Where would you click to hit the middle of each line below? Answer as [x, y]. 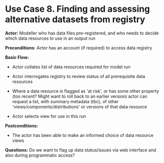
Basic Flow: [17, 57]
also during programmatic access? [40, 155]
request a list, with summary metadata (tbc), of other [65, 101]
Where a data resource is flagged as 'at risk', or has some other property [85, 91]
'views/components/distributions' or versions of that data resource [80, 107]
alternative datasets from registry [75, 19]
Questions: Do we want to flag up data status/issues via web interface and [81, 150]
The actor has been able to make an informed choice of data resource [83, 135]
